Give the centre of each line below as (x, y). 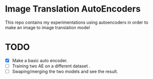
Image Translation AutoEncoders (73, 9)
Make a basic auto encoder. (40, 60)
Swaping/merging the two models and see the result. (65, 71)
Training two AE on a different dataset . (51, 66)
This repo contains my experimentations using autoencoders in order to (77, 22)
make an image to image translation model (47, 27)
